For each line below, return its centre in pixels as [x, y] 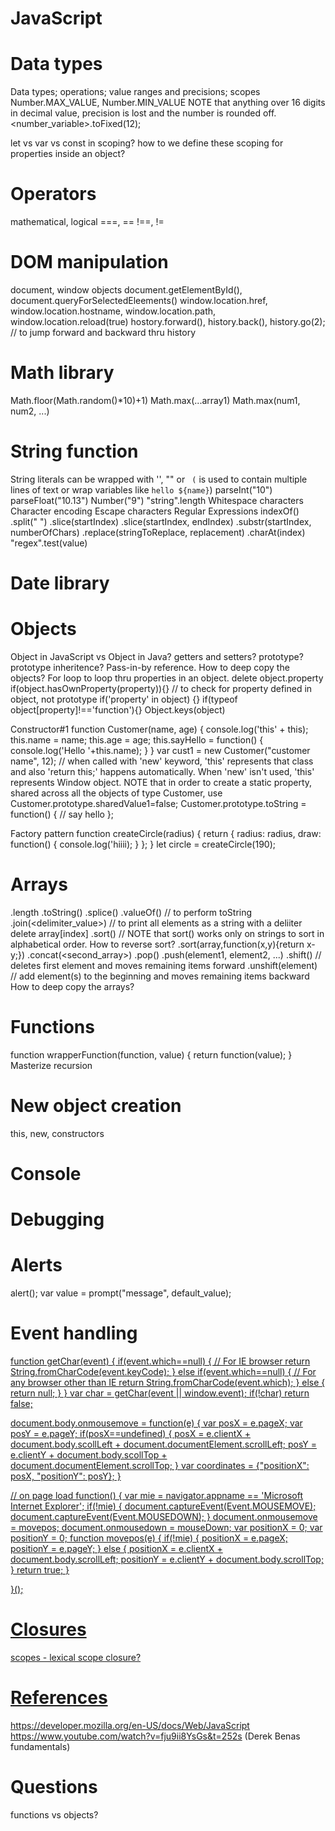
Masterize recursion [51, 1065]
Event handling [74, 1333]
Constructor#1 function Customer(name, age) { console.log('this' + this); [159, 729]
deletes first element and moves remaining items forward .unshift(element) [164, 965]
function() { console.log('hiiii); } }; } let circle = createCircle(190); [143, 844]
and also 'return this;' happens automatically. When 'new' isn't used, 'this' [162, 771]
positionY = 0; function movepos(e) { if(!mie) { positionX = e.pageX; [149, 1538]
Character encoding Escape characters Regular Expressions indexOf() [155, 511]
